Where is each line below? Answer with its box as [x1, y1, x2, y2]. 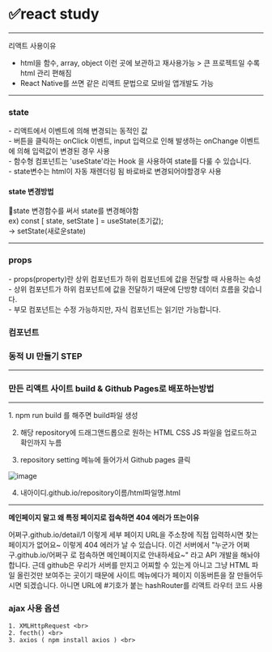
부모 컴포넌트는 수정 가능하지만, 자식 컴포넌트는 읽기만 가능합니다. [13, 305, 221, 314]
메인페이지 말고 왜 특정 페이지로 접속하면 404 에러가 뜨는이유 [8, 513, 200, 522]
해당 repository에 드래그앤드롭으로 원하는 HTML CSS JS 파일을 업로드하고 [19, 428, 257, 437]
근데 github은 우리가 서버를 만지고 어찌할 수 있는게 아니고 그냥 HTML [32, 560, 250, 570]
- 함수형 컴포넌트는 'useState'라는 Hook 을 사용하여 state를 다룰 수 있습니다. [8, 156, 252, 166]
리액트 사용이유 [8, 40, 57, 50]
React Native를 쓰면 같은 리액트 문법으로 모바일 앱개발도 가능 [19, 78, 215, 87]
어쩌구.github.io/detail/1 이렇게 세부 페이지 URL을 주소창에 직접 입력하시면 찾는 [8, 530, 259, 539]
